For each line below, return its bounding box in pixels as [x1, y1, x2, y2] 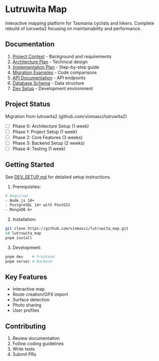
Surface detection [12, 297, 50, 303]
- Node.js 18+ [5, 198, 35, 203]
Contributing [5, 322, 46, 330]
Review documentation [12, 335, 60, 341]
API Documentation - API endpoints [12, 74, 86, 81]
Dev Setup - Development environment [12, 85, 93, 91]
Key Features [5, 273, 47, 281]
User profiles [12, 307, 39, 313]
